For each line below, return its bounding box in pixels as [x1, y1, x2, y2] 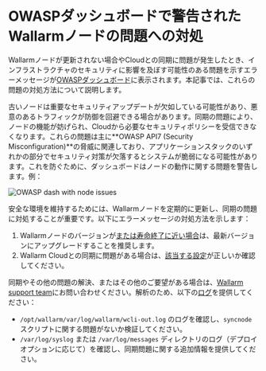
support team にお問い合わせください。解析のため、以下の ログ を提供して [8, 287, 247, 297]
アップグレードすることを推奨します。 [33, 240, 159, 250]
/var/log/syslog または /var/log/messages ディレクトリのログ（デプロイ [19, 334, 258, 343]
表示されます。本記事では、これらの [137, 75, 256, 84]
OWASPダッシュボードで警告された [8, 7, 241, 25]
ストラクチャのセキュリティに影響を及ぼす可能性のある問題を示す [29, 64, 245, 74]
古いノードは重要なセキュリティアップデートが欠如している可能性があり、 [8, 101, 252, 111]
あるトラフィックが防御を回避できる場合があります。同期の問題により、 [21, 111, 258, 121]
